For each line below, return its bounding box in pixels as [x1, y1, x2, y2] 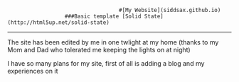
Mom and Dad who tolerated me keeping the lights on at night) [7, 46, 191, 54]
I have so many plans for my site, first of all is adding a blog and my [7, 59, 205, 67]
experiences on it [7, 67, 58, 75]
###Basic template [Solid [64, 13, 142, 20]
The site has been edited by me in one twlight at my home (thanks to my [7, 38, 219, 46]
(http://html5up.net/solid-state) [7, 19, 110, 26]
